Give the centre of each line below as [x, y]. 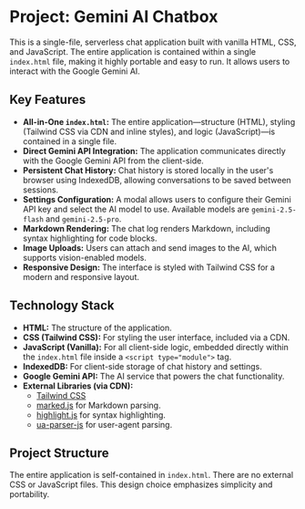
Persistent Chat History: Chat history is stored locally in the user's [148, 170]
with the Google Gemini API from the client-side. [113, 161]
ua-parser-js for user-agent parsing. [104, 424]
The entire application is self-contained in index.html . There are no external [152, 475]
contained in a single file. [69, 141]
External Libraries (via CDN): [78, 386]
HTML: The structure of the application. [97, 327]
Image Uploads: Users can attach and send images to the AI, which [150, 247]
